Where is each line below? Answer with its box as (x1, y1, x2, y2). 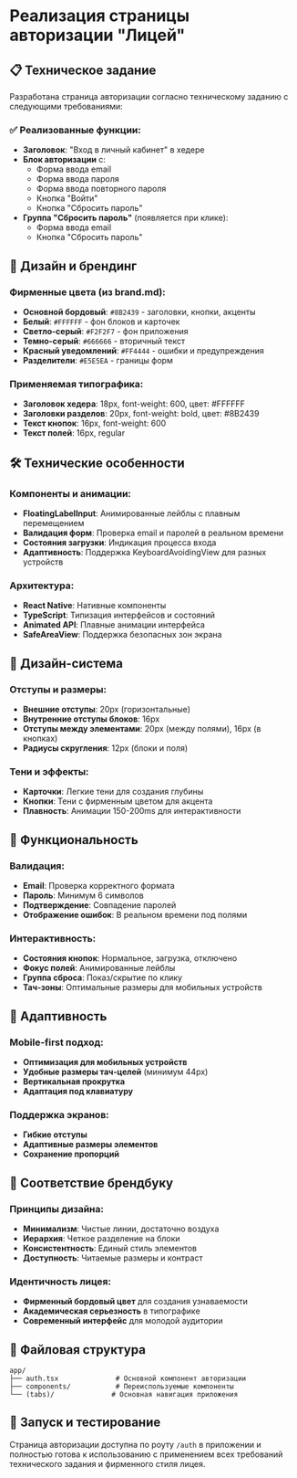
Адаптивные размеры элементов (22, 1139, 159, 1150)
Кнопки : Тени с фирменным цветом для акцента (22, 796, 213, 807)
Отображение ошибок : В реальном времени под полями (22, 909, 248, 920)
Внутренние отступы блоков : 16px (22, 713, 160, 724)
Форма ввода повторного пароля (36, 184, 167, 195)
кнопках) (22, 733, 58, 744)
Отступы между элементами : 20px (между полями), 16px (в (22, 723, 261, 734)
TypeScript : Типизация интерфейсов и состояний (22, 609, 216, 621)
